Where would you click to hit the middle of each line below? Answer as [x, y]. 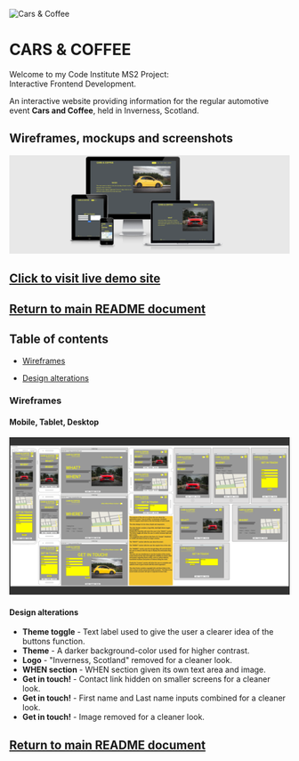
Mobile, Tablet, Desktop [54, 422]
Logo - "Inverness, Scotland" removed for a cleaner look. [127, 660]
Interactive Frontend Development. [73, 84]
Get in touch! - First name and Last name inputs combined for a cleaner [154, 698]
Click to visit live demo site [85, 279]
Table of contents [59, 340]
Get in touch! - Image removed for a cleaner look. [113, 717]
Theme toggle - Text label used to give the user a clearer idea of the [148, 632]
